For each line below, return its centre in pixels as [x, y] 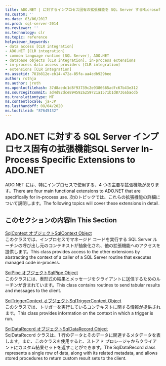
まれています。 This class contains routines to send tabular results [93, 285]
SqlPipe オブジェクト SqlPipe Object [41, 273]
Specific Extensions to [88, 160]
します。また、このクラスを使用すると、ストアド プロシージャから [72, 341]
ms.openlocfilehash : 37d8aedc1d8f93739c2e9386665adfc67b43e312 [72, 88]
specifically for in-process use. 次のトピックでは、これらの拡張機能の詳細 [81, 197]
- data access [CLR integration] [40, 46]
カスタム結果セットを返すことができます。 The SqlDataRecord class [87, 347]
